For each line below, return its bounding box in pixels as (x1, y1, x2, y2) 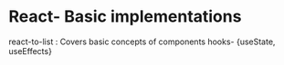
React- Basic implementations (8, 6, 242, 27)
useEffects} (8, 45, 52, 56)
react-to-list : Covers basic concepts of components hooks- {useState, (8, 36, 276, 47)
